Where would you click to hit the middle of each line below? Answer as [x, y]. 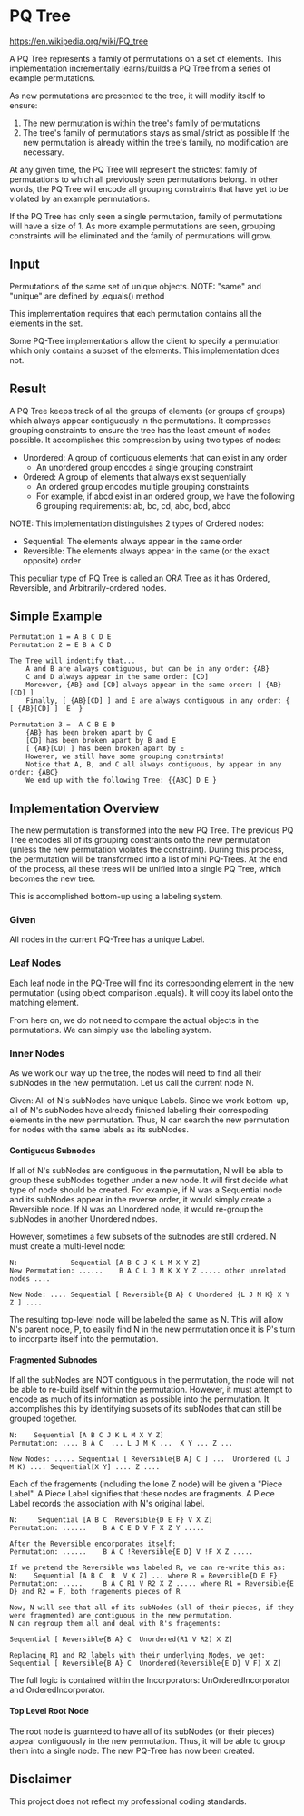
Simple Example [56, 616]
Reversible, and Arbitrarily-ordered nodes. [88, 587]
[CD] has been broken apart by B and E [101, 741]
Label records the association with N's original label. [107, 1504]
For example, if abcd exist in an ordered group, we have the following [165, 496]
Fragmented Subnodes [54, 1359]
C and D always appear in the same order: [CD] [117, 677]
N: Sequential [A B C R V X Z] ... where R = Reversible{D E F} [144, 1576]
